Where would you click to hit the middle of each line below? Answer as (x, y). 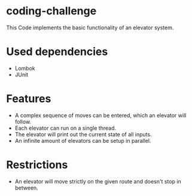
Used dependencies (57, 52)
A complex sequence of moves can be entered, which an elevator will (100, 115)
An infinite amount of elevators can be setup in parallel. (83, 140)
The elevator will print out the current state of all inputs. (83, 134)
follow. (23, 121)
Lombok (25, 68)
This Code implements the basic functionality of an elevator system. (90, 27)
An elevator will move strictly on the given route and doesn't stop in (98, 181)
